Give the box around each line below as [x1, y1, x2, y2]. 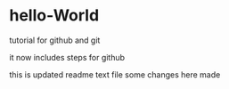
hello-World [9, 5, 100, 26]
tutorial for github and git [9, 35, 101, 45]
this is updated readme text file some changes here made [9, 69, 221, 80]
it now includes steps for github [9, 52, 126, 62]
